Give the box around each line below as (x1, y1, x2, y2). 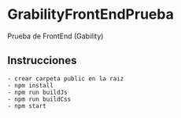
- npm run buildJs (7, 88, 68, 96)
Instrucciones (7, 54, 77, 67)
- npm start (7, 102, 46, 110)
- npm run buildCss (7, 95, 72, 103)
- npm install (7, 81, 54, 89)
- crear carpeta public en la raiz (7, 74, 124, 83)
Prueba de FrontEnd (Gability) (7, 31, 104, 41)
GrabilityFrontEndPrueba (7, 5, 174, 23)
